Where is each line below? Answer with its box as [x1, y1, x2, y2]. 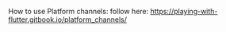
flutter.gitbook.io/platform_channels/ [8, 15, 127, 24]
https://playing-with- [150, 7, 218, 16]
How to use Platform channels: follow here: [8, 7, 149, 16]
